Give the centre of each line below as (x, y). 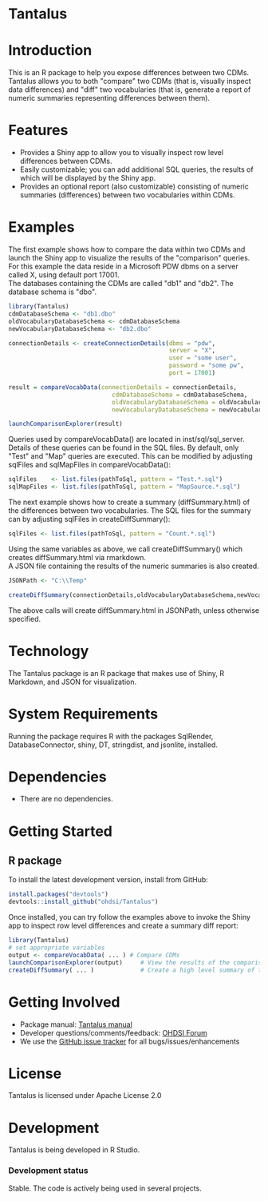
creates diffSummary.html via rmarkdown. (77, 557)
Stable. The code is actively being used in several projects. (105, 1188)
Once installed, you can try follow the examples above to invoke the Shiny (130, 917)
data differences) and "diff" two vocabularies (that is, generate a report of (130, 89)
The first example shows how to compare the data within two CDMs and (127, 249)
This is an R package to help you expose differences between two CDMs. (129, 73)
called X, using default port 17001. (64, 275)
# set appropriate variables (57, 948)
